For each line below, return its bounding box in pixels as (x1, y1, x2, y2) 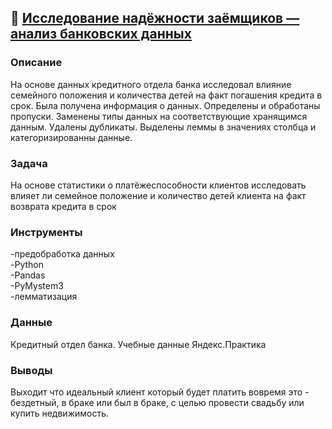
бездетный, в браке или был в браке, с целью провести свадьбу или (10, 396, 305, 408)
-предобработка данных (10, 248, 115, 260)
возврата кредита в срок (10, 200, 117, 212)
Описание (10, 56, 63, 70)
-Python (10, 259, 44, 271)
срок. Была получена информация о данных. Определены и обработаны (10, 99, 321, 111)
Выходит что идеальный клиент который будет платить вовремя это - (10, 386, 310, 398)
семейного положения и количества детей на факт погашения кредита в (10, 89, 323, 101)
